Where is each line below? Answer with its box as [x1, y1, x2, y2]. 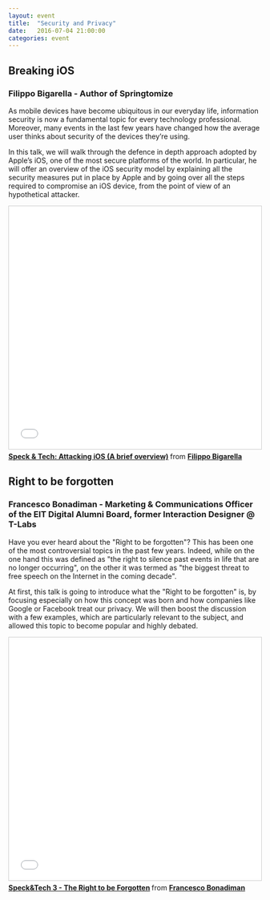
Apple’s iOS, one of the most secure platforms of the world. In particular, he [8, 155, 257, 165]
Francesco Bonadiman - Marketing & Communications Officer [8, 498, 254, 510]
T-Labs [8, 519, 37, 530]
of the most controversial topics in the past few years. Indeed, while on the [8, 546, 255, 555]
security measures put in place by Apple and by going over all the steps [8, 172, 245, 182]
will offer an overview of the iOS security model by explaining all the [8, 163, 233, 173]
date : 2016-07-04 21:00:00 [8, 26, 106, 34]
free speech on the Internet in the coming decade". [8, 571, 177, 581]
